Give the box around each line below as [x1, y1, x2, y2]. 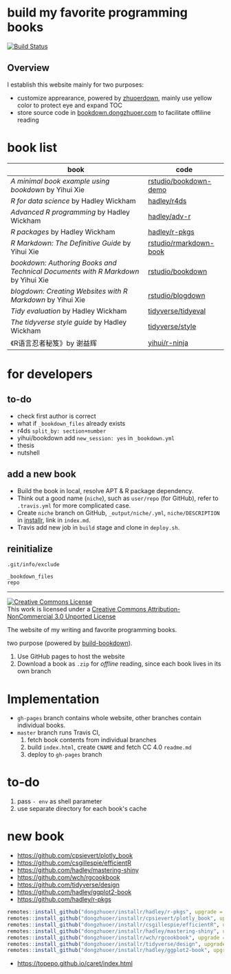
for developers [7, 366, 93, 382]
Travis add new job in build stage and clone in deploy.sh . [16, 523, 180, 531]
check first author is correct [16, 411, 96, 420]
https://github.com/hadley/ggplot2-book [16, 888, 132, 896]
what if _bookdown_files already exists [16, 419, 126, 427]
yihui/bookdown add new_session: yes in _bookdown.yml [16, 433, 175, 442]
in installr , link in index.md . [16, 516, 91, 524]
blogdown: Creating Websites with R [10, 286, 129, 296]
